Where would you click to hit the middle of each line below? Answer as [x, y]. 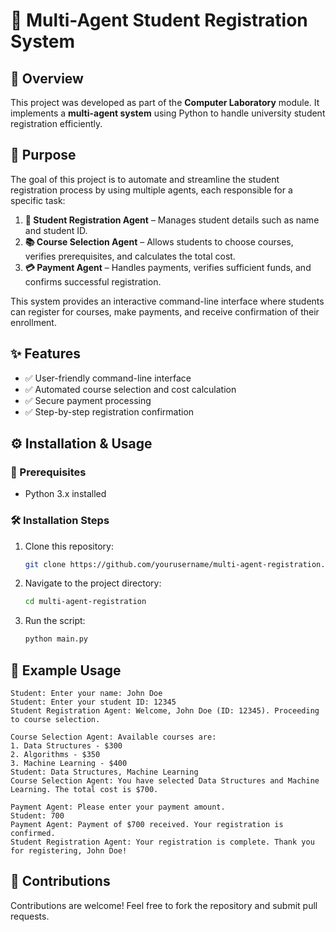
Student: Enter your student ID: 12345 [93, 702]
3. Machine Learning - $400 [69, 764]
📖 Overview [47, 78]
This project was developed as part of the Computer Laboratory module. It [165, 102]
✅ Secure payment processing [88, 400]
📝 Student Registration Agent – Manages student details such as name [172, 220]
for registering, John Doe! [69, 851]
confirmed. [33, 834]
